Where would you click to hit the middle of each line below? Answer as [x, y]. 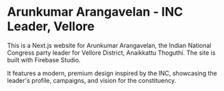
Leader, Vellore [51, 26]
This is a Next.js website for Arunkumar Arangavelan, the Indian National [109, 45]
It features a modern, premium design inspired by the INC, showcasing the [112, 73]
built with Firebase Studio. [44, 60]
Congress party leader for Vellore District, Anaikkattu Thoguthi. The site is [111, 53]
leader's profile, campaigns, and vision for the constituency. [92, 80]
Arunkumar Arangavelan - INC [95, 12]
